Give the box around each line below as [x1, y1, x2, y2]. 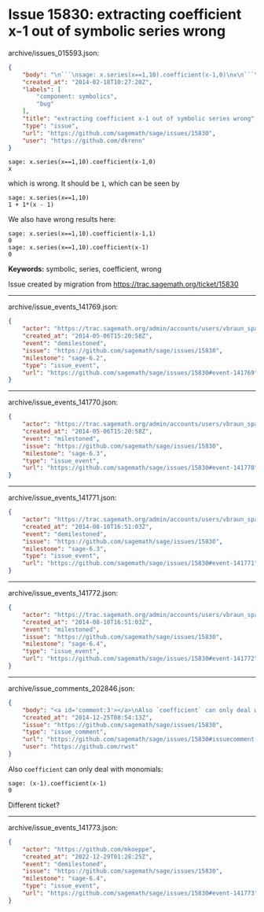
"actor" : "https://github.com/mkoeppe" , [22, 845, 156, 853]
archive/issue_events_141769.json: [8, 302, 119, 312]
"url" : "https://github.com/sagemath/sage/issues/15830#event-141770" [22, 464, 258, 472]
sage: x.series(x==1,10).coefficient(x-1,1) [8, 230, 156, 238]
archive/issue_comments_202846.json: [8, 683, 135, 693]
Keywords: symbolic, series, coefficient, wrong [8, 264, 162, 274]
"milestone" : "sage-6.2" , [22, 354, 108, 362]
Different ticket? [8, 800, 60, 810]
